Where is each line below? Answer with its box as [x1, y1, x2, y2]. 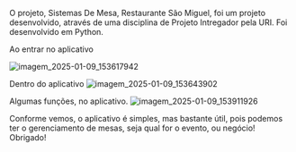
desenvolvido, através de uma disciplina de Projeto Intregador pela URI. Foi [9, 17, 288, 28]
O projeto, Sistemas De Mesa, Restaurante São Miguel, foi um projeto [9, 8, 266, 18]
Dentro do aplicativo [9, 79, 85, 89]
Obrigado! [9, 132, 47, 142]
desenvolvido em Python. [9, 27, 103, 37]
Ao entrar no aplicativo [9, 44, 94, 55]
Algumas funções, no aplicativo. [9, 96, 129, 106]
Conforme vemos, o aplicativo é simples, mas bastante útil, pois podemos [9, 114, 283, 123]
